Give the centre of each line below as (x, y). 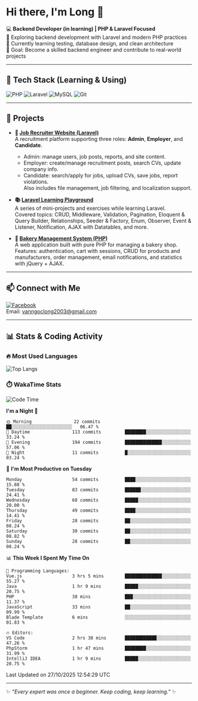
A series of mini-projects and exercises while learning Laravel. (90, 208)
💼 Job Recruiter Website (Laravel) (57, 133)
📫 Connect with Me (43, 288)
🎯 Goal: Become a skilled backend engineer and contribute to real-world (94, 50)
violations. (36, 182)
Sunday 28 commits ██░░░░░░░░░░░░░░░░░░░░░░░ (99, 542)
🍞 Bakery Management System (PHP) (61, 238)
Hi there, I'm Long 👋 (55, 12)
